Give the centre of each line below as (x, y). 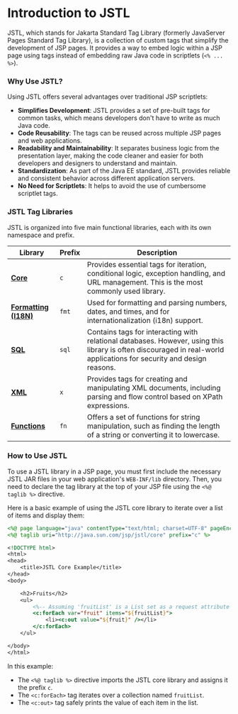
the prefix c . (35, 687)
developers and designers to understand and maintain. (97, 163)
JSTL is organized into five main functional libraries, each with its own (109, 227)
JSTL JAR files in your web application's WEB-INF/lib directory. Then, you (114, 479)
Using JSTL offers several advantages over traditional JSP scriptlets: (108, 97)
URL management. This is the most (145, 282)
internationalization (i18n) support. (145, 320)
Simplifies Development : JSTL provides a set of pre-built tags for (114, 111)
